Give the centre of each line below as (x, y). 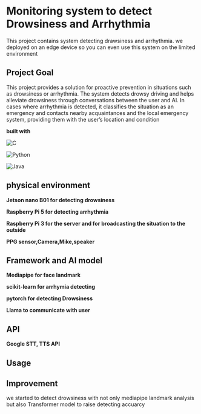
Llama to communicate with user (48, 310)
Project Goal (30, 73)
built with (18, 131)
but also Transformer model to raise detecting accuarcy (76, 404)
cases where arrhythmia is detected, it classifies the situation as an (90, 107)
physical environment (48, 186)
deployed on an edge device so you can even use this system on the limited (101, 47)
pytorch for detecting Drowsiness (49, 298)
